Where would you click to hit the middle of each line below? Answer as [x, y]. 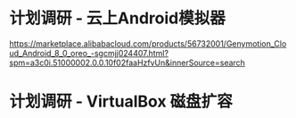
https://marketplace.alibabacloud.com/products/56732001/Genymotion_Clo [148, 43]
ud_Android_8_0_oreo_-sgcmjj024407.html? [89, 53]
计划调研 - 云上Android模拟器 [117, 18]
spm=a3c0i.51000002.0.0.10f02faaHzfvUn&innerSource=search [127, 63]
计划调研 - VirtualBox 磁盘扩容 [121, 101]
